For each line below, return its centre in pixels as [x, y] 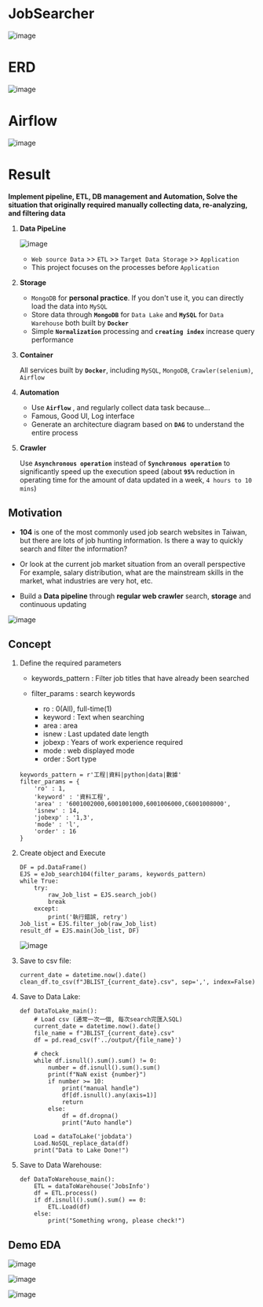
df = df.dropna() [90, 1116]
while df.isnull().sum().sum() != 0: [95, 1061]
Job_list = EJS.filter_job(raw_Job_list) [88, 924]
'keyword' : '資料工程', [72, 797]
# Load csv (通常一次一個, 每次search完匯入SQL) [108, 1020]
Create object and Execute [62, 853]
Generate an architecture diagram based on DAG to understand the [138, 424]
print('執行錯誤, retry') [88, 917]
